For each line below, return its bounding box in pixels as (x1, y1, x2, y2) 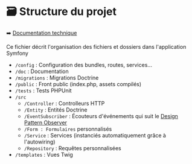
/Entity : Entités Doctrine (24, 106, 88, 113)
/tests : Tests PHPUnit (14, 87, 72, 94)
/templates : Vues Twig (14, 151, 74, 158)
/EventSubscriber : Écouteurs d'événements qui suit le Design (24, 112, 178, 119)
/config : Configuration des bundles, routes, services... (14, 61, 153, 68)
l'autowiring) (24, 138, 56, 145)
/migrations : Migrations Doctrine (14, 74, 99, 81)
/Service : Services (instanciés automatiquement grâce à (24, 131, 166, 139)
